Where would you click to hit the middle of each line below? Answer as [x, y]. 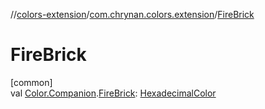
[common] [31, 82]
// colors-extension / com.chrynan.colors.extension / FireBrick [132, 14]
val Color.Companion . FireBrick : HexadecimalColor [113, 93]
